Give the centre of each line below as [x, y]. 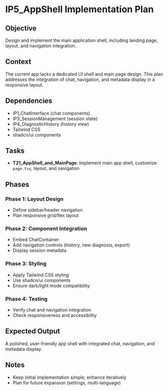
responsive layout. [25, 85]
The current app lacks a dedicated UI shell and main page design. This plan [84, 74]
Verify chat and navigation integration [52, 310]
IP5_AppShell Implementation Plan [79, 9]
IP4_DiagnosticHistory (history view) [51, 124]
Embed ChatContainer [36, 240]
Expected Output [33, 331]
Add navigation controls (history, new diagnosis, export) [71, 245]
